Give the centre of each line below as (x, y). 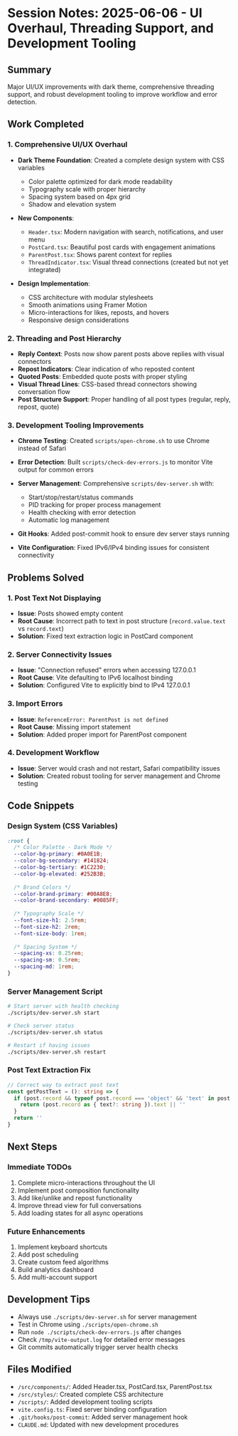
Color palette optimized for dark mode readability (100, 181)
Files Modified (40, 1369)
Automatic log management (69, 520)
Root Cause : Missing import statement (74, 727)
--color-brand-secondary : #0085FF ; (66, 900)
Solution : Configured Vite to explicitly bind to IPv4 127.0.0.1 (104, 685)
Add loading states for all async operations (80, 1213)
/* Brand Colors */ (43, 887)
